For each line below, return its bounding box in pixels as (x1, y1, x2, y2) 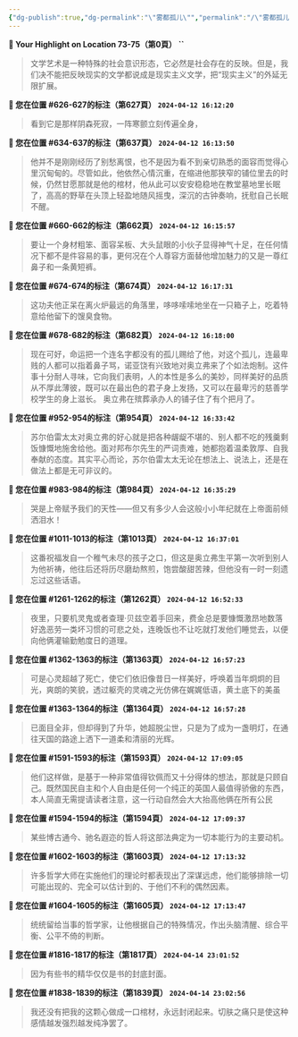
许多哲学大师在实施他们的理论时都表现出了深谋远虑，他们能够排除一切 (29, 870, 289, 880)
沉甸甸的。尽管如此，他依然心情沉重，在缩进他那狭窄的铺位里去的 (37, 167, 281, 178)
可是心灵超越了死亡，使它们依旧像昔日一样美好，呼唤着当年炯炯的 (29, 673, 273, 684)
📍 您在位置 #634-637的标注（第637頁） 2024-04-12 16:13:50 (8, 137, 235, 148)
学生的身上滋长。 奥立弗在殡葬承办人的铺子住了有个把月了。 (37, 393, 260, 404)
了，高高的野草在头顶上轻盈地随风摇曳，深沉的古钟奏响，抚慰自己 (29, 190, 273, 200)
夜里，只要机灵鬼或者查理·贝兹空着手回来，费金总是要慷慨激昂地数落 (29, 612, 283, 623)
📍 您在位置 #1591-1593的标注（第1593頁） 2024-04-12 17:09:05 (8, 752, 244, 763)
